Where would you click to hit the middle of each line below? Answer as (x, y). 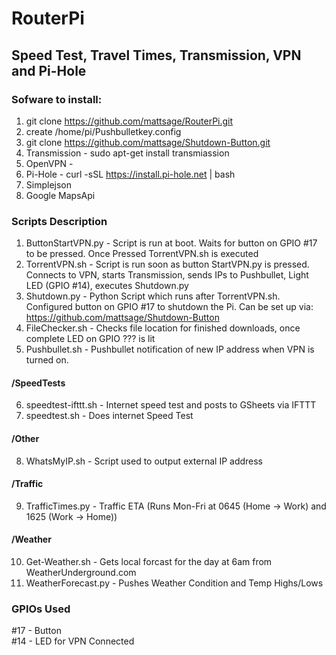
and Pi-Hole (49, 70)
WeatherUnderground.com (81, 572)
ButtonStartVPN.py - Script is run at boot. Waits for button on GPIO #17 (171, 243)
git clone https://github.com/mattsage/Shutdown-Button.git (148, 142)
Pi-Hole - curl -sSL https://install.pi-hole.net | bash (130, 174)
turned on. (47, 360)
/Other (25, 438)
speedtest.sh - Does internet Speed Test (109, 416)
